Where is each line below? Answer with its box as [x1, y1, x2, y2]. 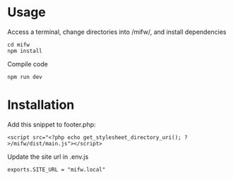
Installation [7, 97, 75, 113]
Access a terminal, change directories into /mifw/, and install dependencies [7, 28, 227, 36]
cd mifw [7, 41, 30, 48]
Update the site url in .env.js [7, 152, 89, 161]
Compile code [7, 59, 48, 68]
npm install [7, 47, 42, 54]
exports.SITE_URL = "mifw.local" [7, 166, 106, 173]
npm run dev [7, 73, 42, 80]
